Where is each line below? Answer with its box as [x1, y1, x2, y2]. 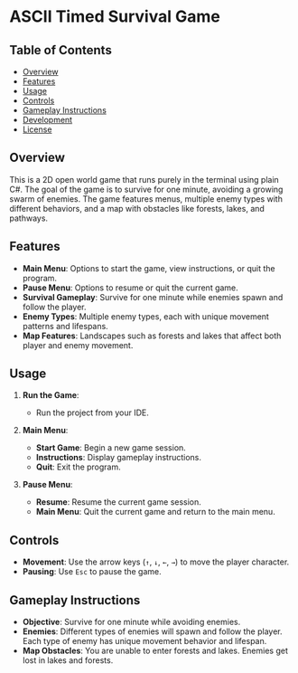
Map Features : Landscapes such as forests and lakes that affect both [22, 330, 282, 341]
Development [22, 115, 73, 125]
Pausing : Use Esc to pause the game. [22, 566, 163, 577]
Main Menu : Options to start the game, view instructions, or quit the [22, 262, 275, 273]
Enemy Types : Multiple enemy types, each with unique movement [22, 310, 269, 322]
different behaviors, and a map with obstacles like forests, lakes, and [9, 203, 265, 213]
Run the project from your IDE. [35, 407, 149, 418]
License [22, 124, 52, 135]
